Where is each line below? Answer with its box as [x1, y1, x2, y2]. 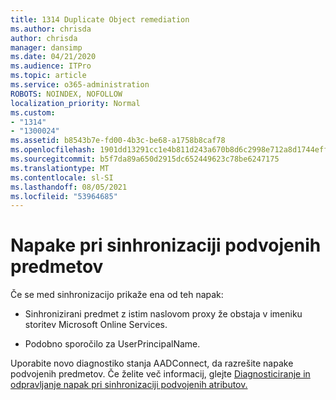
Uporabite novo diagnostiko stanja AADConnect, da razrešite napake [10, 357, 294, 370]
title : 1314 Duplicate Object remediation [10, 14, 190, 25]
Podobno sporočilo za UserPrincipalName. [24, 338, 201, 350]
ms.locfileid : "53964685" [10, 191, 118, 201]
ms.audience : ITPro [10, 61, 92, 71]
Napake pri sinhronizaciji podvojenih [10, 234, 322, 257]
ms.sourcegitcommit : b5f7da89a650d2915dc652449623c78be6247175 [10, 154, 280, 164]
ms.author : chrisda [10, 24, 92, 34]
